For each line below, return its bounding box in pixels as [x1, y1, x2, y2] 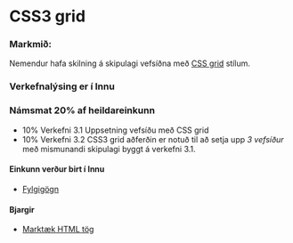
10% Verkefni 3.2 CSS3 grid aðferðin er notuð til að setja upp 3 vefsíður [21, 134, 284, 144]
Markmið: [9, 38, 52, 51]
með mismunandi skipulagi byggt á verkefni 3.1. [21, 143, 196, 154]
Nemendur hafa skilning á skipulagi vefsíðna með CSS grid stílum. [9, 58, 251, 69]
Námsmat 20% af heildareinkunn [9, 104, 156, 117]
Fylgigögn [21, 183, 60, 194]
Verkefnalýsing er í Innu [9, 80, 116, 93]
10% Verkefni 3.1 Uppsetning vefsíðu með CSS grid [21, 125, 209, 135]
